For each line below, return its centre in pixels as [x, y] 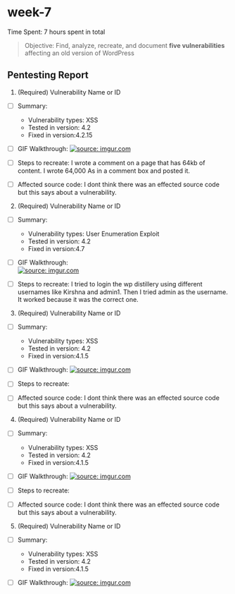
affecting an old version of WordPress [80, 53]
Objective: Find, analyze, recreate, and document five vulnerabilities [125, 45]
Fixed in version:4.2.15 [60, 135]
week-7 [29, 12]
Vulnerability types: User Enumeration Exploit [94, 234]
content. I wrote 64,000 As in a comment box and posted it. [103, 171]
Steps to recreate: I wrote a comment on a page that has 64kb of [111, 162]
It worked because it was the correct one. [78, 300]
